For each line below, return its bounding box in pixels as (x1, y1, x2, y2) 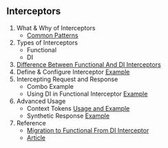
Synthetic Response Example (26, 112, 110, 120)
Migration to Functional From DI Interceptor (26, 126, 149, 134)
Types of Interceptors (16, 38, 78, 47)
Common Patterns (26, 31, 78, 39)
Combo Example (26, 82, 74, 90)
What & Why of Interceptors (16, 23, 96, 32)
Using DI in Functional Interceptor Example (26, 89, 148, 98)
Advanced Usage (16, 96, 66, 105)
